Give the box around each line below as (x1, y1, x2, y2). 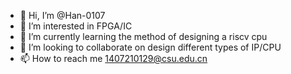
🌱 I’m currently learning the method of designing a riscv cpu (19, 31, 268, 42)
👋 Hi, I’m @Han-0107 (19, 10, 106, 21)
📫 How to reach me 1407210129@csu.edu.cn (19, 53, 208, 64)
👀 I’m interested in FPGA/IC (19, 20, 133, 32)
